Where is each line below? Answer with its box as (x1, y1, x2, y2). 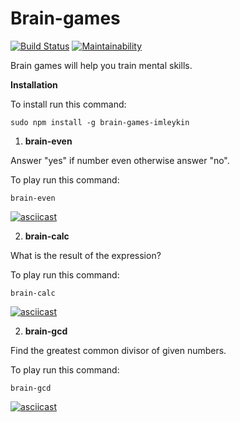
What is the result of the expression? (10, 249, 162, 261)
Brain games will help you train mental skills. (10, 59, 193, 71)
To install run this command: (10, 98, 127, 110)
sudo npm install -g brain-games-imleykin (10, 117, 190, 127)
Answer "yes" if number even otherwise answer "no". (10, 154, 230, 166)
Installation (10, 78, 58, 91)
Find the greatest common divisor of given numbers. (10, 344, 227, 356)
